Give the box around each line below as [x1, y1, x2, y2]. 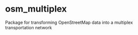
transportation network [5, 24, 52, 30]
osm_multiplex [5, 3, 67, 15]
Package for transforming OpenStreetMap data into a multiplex [5, 19, 133, 25]
